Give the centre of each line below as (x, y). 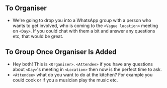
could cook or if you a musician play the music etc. (65, 80)
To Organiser (26, 8)
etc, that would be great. (38, 36)
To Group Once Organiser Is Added (61, 52)
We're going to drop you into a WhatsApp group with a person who (82, 20)
